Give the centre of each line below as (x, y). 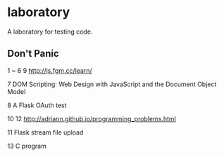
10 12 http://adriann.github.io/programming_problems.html (92, 118)
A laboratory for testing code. (50, 32)
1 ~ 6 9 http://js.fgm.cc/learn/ (50, 70)
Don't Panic (33, 54)
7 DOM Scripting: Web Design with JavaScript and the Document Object (112, 84)
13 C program (27, 146)
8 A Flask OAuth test (37, 105)
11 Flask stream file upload (45, 132)
